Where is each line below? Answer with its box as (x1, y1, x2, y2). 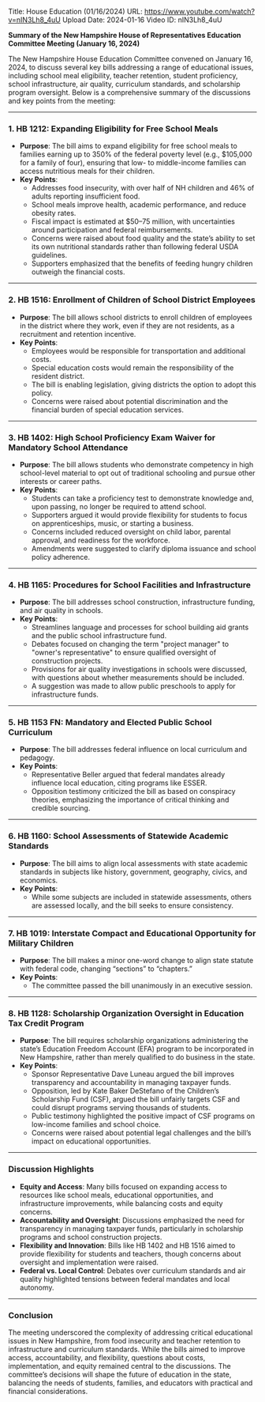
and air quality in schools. (19, 606, 103, 615)
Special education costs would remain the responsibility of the (31, 363, 234, 372)
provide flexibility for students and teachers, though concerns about (19, 1249, 241, 1258)
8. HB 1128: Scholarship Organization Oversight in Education (8, 1008, 244, 1018)
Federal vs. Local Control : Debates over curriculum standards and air (19, 1265, 246, 1275)
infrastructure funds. (31, 690, 99, 699)
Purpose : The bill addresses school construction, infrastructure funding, (19, 597, 256, 607)
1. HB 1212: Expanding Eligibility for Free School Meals (8, 123, 218, 134)
